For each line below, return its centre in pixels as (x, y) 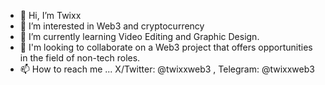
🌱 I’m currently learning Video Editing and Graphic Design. (139, 36)
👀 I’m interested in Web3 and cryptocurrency (112, 26)
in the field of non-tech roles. (80, 58)
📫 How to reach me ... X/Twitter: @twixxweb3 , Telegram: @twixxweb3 (167, 69)
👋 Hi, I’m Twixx (50, 15)
